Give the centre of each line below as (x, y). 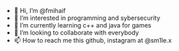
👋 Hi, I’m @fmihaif (40, 11)
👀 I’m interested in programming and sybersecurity (87, 18)
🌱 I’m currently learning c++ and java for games (83, 25)
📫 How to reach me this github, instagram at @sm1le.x (93, 40)
